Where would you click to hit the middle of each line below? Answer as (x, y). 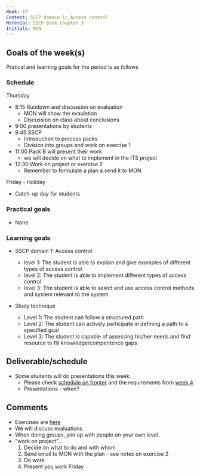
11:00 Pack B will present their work (59, 152)
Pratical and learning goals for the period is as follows (72, 67)
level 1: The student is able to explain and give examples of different (107, 262)
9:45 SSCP (28, 133)
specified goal (41, 330)
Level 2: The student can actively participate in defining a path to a (106, 324)
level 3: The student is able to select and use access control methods (109, 288)
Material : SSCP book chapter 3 (45, 23)
